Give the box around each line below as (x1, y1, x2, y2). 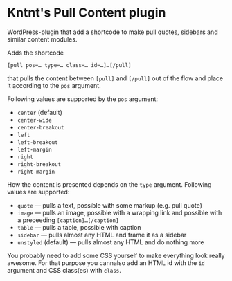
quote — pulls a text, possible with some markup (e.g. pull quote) (17, 201, 203, 209)
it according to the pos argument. (7, 81, 102, 89)
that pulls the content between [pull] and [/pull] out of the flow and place (7, 74, 224, 82)
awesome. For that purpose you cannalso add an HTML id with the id (7, 258, 206, 267)
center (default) (17, 108, 62, 116)
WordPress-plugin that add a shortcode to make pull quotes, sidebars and (7, 28, 218, 36)
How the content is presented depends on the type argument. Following (7, 180, 212, 188)
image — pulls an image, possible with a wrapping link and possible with (17, 208, 222, 217)
